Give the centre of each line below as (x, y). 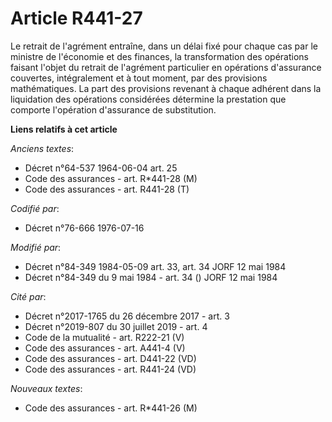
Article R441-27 (76, 18)
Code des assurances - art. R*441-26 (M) (111, 408)
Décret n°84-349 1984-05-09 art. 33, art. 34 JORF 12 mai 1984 (155, 266)
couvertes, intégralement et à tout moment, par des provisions (139, 78)
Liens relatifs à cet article (64, 129)
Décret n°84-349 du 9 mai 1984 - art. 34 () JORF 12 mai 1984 (151, 277)
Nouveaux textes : (46, 388)
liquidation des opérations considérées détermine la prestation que (148, 99)
